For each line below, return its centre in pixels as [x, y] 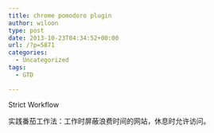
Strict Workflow [34, 104]
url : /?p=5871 [32, 45]
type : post [26, 30]
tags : [17, 68]
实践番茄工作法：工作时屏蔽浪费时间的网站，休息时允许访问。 [109, 121]
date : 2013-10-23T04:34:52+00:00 [64, 38]
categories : [28, 53]
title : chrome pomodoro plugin [60, 16]
